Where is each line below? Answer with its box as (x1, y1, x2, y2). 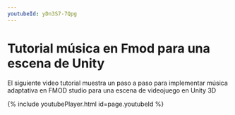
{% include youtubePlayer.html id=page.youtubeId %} (7, 100, 164, 108)
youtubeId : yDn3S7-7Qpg (7, 10, 78, 18)
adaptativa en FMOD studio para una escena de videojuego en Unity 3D (7, 86, 217, 95)
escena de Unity (7, 55, 105, 71)
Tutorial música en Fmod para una (7, 40, 210, 56)
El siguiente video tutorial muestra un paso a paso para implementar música (7, 79, 228, 87)
